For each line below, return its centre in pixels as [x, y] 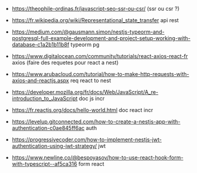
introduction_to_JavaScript [44, 98]
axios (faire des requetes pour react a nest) [65, 63]
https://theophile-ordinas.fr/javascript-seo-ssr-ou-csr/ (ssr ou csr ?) [96, 9]
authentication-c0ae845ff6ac [48, 128]
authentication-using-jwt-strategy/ [54, 146]
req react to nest [91, 81]
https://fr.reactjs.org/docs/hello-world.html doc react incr [82, 110]
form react [91, 164]
